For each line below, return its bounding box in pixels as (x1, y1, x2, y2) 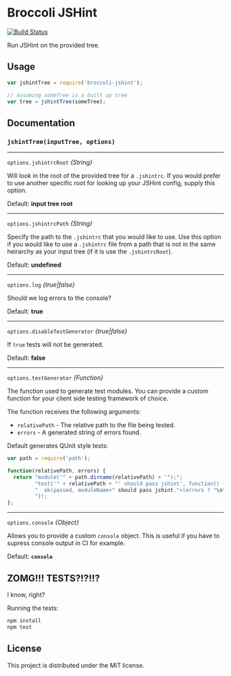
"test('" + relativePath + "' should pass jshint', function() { (34, 480, 226, 487)
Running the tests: (7, 604, 58, 612)
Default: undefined (7, 260, 62, 269)
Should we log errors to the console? (7, 294, 112, 303)
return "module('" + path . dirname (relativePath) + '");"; (13, 473, 184, 480)
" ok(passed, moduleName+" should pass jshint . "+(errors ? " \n (34, 486, 223, 493)
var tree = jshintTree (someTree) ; (7, 98, 107, 105)
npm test (7, 624, 32, 631)
